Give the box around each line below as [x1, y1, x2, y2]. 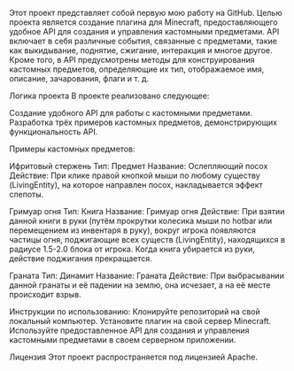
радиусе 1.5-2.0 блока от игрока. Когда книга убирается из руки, [9, 243, 255, 254]
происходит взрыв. [9, 290, 81, 299]
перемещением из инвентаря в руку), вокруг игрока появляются [9, 225, 257, 236]
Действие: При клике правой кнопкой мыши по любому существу [9, 170, 261, 181]
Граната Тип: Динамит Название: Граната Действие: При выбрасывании [9, 270, 285, 281]
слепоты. [9, 189, 44, 199]
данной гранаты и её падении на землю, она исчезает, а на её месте [9, 280, 271, 290]
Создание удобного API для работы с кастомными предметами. [9, 108, 252, 118]
